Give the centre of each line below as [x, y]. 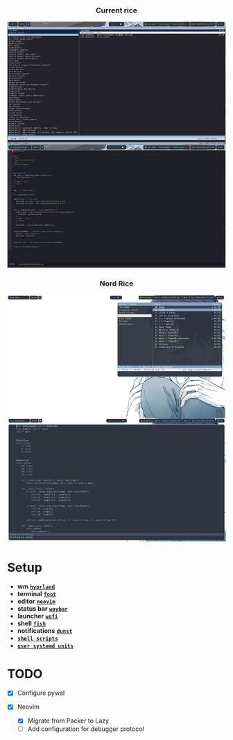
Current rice [116, 10]
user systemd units [45, 646]
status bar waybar [42, 609]
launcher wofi [37, 616]
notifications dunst [45, 631]
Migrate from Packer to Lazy [68, 721]
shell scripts [37, 639]
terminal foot [37, 594]
